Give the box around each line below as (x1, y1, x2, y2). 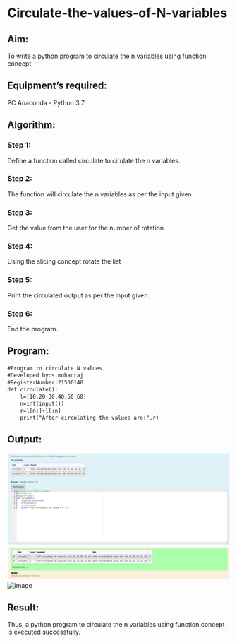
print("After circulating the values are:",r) (20, 414, 159, 421)
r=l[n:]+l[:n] (20, 407, 61, 414)
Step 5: (7, 275, 33, 285)
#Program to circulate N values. (7, 365, 106, 372)
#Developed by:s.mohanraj (7, 372, 83, 379)
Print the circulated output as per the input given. (7, 291, 150, 300)
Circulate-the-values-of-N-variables (7, 5, 228, 21)
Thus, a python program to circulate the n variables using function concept (7, 620, 225, 629)
